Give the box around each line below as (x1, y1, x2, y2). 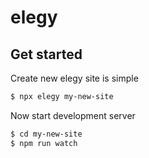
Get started (10, 46, 83, 63)
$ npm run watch (10, 138, 78, 148)
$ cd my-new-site (10, 129, 83, 139)
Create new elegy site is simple (10, 72, 139, 84)
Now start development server (10, 109, 136, 121)
